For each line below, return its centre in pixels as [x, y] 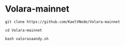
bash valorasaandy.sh [27, 39]
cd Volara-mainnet [23, 30]
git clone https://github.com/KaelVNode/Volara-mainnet [62, 22]
